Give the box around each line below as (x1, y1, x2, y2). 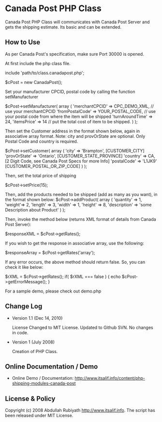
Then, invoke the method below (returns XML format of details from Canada (5, 216, 156, 222)
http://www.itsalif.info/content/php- (74, 375, 146, 381)
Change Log (5, 302, 43, 310)
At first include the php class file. (5, 60, 71, 66)
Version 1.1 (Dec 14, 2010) (12, 315, 63, 321)
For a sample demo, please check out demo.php (5, 288, 102, 294)
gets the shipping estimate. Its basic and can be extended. (5, 24, 122, 30)
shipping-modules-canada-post (12, 380, 76, 386)
